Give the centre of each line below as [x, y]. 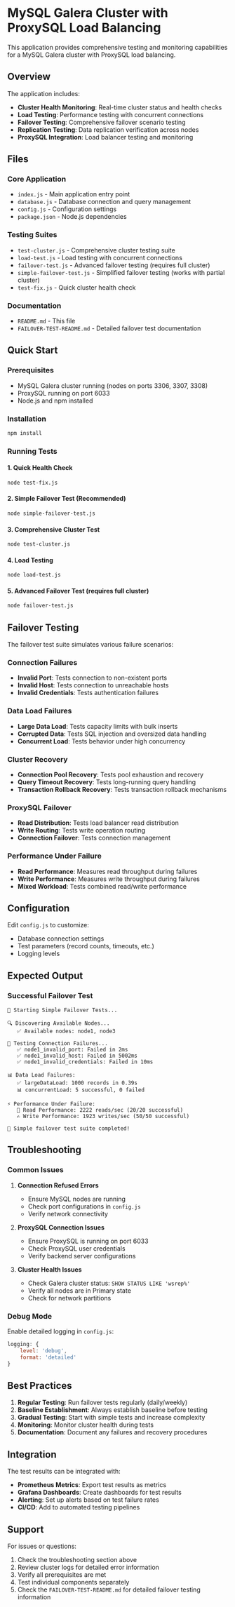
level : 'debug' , [44, 1351]
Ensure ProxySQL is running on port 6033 [88, 1241]
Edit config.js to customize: [48, 925]
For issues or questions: [42, 1546]
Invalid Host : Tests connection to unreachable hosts [93, 685]
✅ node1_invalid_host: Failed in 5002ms [77, 1056]
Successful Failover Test [50, 995]
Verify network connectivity [68, 1213]
